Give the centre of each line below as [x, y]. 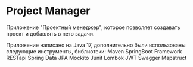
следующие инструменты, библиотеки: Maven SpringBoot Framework [94, 51]
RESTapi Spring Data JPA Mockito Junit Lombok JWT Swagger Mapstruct [96, 58]
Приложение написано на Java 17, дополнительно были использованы [96, 45]
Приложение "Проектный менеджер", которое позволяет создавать [93, 27]
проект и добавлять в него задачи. [50, 33]
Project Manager [48, 11]
